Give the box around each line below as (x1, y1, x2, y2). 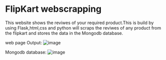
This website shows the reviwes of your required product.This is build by (5, 20, 154, 26)
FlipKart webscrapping (5, 3, 102, 15)
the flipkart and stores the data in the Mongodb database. (5, 30, 123, 36)
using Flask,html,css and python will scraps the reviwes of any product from (5, 25, 162, 30)
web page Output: (5, 39, 42, 45)
